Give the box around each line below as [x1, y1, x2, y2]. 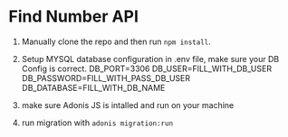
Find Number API [8, 6, 139, 27]
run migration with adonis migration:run [21, 117, 174, 128]
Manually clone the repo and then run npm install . [21, 36, 212, 47]
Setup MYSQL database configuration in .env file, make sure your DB [21, 53, 280, 64]
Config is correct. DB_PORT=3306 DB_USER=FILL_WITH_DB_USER [21, 63, 273, 74]
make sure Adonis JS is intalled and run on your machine [21, 99, 235, 110]
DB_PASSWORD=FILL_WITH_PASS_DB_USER [21, 72, 191, 83]
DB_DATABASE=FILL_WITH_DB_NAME [21, 82, 166, 93]
